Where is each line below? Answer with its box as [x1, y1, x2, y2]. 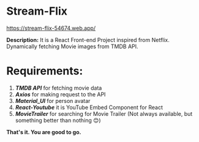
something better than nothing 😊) [15, 116, 101, 124]
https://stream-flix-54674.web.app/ [6, 24, 96, 32]
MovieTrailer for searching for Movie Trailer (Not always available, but [15, 110, 193, 117]
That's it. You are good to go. [6, 128, 81, 135]
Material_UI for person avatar [15, 97, 91, 104]
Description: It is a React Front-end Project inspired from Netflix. [6, 36, 170, 43]
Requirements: [6, 64, 83, 78]
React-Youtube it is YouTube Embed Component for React [15, 104, 163, 111]
